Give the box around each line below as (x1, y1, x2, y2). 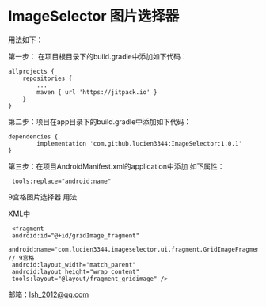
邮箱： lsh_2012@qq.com (8, 290, 89, 299)
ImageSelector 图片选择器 (8, 7, 180, 25)
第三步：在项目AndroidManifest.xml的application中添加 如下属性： (8, 161, 225, 171)
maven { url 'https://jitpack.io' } (36, 88, 158, 96)
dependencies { (8, 132, 59, 141)
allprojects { (8, 67, 55, 75)
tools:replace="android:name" (11, 177, 112, 185)
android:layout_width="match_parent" (11, 260, 136, 269)
